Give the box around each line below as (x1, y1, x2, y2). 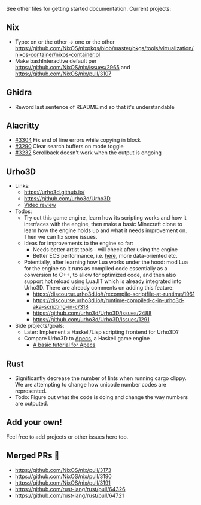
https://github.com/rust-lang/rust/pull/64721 (14, 492, 124, 499)
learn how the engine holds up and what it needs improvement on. (23, 227, 187, 234)
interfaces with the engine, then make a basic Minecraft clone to (23, 221, 182, 228)
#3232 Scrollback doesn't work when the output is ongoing (14, 149, 162, 156)
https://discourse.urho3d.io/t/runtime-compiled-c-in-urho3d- (32, 297, 185, 304)
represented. (14, 387, 47, 394)
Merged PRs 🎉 (6, 451, 60, 461)
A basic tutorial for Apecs (32, 341, 96, 349)
